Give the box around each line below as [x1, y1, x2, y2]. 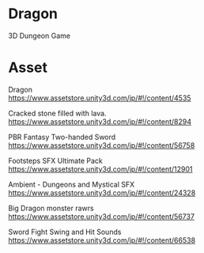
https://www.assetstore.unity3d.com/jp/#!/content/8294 [8, 116, 192, 126]
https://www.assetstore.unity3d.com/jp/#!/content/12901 [8, 164, 193, 174]
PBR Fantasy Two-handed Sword [8, 132, 116, 142]
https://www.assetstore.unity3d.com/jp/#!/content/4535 [8, 93, 191, 103]
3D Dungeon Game [8, 31, 71, 40]
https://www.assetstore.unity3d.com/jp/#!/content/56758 [8, 140, 195, 150]
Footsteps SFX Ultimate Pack [8, 156, 103, 165]
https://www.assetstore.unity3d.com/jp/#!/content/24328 [8, 187, 196, 198]
